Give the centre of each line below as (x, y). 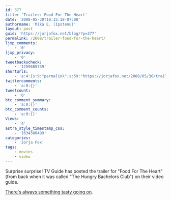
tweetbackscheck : (24, 62)
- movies (24, 152)
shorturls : (17, 72)
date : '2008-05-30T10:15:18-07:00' (43, 19)
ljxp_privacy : (20, 52)
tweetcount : (18, 90)
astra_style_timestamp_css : (35, 128)
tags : (11, 147)
